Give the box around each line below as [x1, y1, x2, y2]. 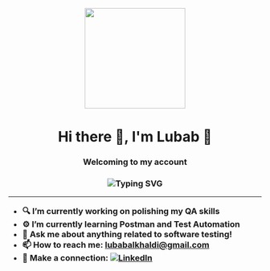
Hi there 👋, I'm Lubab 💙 [57, 128, 213, 146]
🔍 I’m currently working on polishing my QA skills [22, 205, 220, 216]
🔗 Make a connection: [22, 252, 108, 263]
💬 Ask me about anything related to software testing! [22, 228, 233, 240]
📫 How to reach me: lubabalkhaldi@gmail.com [22, 239, 210, 250]
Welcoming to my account [83, 157, 187, 168]
